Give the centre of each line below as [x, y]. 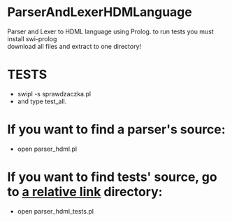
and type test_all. [42, 101]
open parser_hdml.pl [47, 149]
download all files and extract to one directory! [74, 46]
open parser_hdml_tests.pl [56, 211]
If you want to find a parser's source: [116, 129]
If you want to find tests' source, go [113, 177]
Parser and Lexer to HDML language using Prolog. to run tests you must [111, 31]
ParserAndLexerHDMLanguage [100, 12]
